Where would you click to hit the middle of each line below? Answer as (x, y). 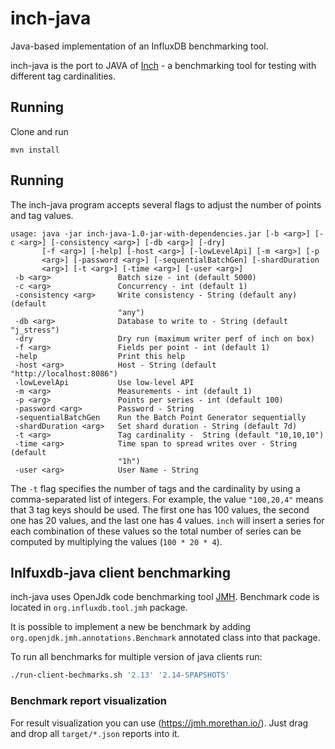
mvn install (35, 150)
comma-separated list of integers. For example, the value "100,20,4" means (167, 499)
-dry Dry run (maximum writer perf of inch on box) (164, 338)
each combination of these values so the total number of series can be (156, 531)
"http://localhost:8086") (64, 373)
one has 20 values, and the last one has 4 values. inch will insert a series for (167, 520)
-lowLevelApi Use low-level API (104, 382)
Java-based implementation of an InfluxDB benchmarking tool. (139, 46)
